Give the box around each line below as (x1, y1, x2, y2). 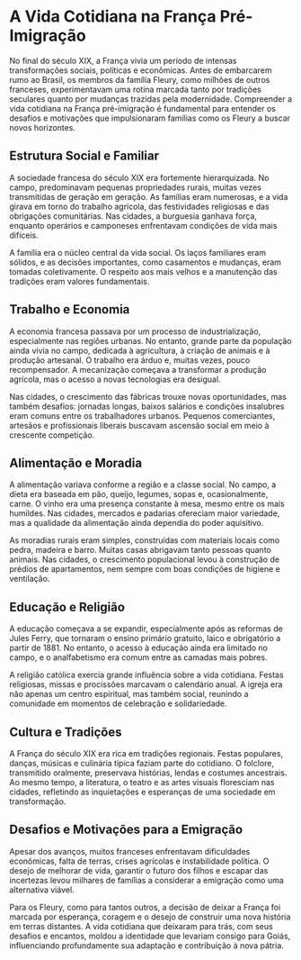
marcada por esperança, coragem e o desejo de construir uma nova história (9, 911, 291, 922)
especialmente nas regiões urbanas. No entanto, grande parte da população (9, 335, 292, 346)
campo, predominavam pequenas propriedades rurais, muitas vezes (9, 182, 262, 193)
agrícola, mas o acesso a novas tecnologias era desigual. (9, 374, 222, 385)
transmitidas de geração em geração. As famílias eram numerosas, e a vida (9, 191, 288, 202)
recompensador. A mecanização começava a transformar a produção (9, 364, 267, 375)
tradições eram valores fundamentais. (9, 276, 150, 286)
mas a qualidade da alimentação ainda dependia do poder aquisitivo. (9, 518, 264, 529)
